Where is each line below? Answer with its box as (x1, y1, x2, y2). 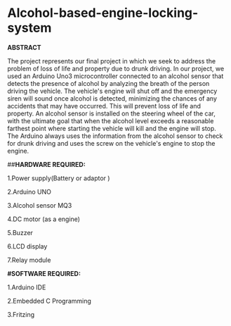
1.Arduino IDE (7, 283, 46, 291)
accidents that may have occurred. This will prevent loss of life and (7, 101, 202, 110)
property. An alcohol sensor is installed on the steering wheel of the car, (7, 109, 216, 118)
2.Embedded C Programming (7, 296, 91, 305)
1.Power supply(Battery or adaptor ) (7, 174, 110, 182)
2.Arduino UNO (7, 187, 51, 196)
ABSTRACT (7, 43, 41, 51)
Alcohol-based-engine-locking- (7, 5, 199, 21)
